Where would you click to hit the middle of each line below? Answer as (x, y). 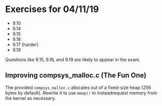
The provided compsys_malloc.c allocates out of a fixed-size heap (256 (78, 87)
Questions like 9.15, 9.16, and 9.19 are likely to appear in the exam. (73, 59)
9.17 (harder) (25, 44)
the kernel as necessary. (31, 98)
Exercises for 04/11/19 (52, 9)
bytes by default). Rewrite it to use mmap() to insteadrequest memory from (81, 93)
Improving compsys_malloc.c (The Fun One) (76, 76)
